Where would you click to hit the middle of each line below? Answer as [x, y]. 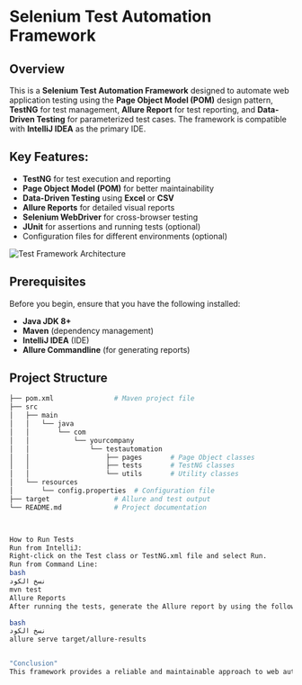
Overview [37, 69]
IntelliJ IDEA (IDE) [56, 340]
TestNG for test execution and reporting [96, 178]
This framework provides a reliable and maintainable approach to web [144, 672]
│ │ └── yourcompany [72, 440]
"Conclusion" [34, 663]
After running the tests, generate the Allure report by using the [138, 606]
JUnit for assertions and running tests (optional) [111, 226]
